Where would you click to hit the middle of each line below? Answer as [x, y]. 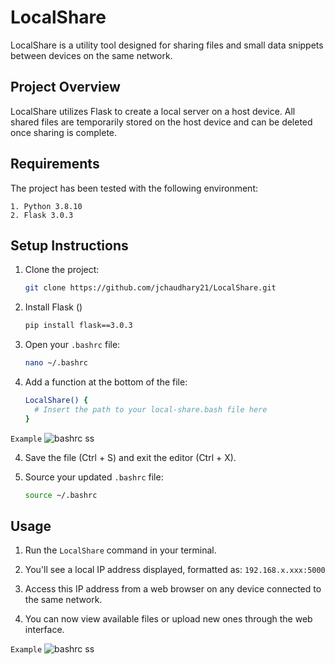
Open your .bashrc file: [72, 345]
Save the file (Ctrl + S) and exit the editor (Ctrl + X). [130, 457]
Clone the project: [62, 270]
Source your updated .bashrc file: [94, 477]
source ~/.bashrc [61, 495]
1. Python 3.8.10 [46, 206]
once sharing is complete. [64, 132]
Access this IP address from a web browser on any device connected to [173, 589]
